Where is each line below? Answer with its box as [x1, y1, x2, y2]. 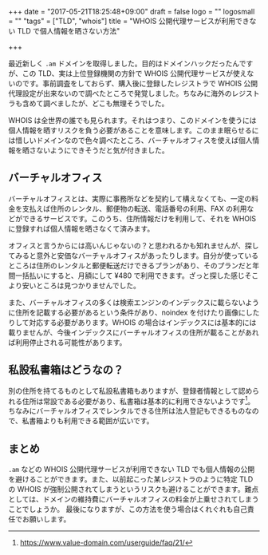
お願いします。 [22, 514, 71, 524]
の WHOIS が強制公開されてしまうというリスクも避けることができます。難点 [8, 485, 259, 494]
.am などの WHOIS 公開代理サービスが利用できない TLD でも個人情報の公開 [8, 465, 255, 474]
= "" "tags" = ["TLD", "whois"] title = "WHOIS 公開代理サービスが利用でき [8, 16, 250, 26]
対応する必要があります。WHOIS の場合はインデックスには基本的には [29, 317, 257, 327]
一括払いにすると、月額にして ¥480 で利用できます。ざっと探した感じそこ [14, 271, 259, 280]
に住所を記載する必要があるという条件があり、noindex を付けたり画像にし [8, 307, 253, 317]
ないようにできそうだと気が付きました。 [35, 145, 169, 155]
